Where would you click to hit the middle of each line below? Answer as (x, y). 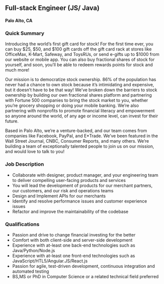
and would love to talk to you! (35, 152)
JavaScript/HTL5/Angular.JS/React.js (50, 261)
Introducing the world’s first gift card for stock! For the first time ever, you (79, 44)
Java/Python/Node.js (34, 250)
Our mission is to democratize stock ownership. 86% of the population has (81, 79)
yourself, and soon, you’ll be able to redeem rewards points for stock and (79, 65)
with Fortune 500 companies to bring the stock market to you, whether (77, 101)
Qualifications (22, 224)
